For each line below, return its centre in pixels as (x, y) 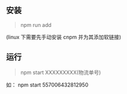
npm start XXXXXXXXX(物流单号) (61, 72)
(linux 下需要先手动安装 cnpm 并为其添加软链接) (64, 37)
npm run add (36, 25)
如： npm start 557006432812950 (47, 85)
